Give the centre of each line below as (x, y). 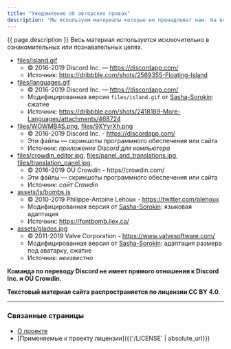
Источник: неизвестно (60, 257)
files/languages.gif (43, 82)
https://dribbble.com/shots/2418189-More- (120, 112)
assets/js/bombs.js (44, 192)
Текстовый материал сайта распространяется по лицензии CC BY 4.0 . (114, 292)
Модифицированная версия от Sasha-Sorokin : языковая (110, 207)
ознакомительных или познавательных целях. (75, 47)
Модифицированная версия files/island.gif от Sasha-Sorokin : (120, 96)
